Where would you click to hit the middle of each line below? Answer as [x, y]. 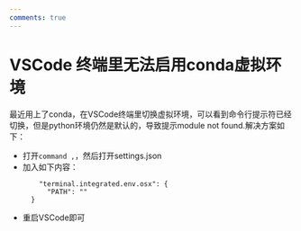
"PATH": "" [67, 191]
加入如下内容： [50, 166]
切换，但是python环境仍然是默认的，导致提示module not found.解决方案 [143, 125]
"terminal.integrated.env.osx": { [104, 184]
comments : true [38, 18]
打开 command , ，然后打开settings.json [92, 155]
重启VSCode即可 [54, 218]
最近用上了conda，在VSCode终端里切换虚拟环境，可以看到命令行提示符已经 [151, 114]
